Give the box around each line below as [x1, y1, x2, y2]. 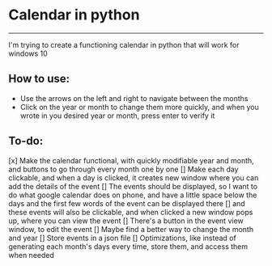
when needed [8, 250, 55, 260]
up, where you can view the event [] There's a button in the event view [8, 216, 244, 226]
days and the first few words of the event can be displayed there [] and [8, 198, 245, 208]
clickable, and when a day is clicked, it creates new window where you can [8, 172, 259, 183]
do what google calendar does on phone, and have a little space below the [8, 190, 257, 200]
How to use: [8, 72, 70, 86]
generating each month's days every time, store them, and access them [8, 241, 249, 251]
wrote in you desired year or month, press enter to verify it [19, 111, 215, 120]
